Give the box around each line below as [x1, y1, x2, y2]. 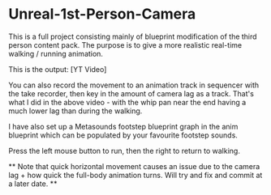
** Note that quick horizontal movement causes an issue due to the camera [8, 161, 260, 171]
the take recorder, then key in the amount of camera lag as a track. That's [8, 88, 254, 98]
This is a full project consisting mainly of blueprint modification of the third [8, 32, 257, 41]
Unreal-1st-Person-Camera [8, 5, 196, 23]
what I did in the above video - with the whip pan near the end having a [8, 97, 247, 107]
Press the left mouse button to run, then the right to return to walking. [8, 146, 241, 155]
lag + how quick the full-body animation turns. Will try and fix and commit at [8, 170, 263, 180]
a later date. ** [8, 179, 58, 189]
